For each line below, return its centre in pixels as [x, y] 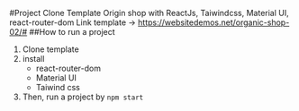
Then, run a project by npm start [83, 97]
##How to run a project [72, 32]
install [33, 59]
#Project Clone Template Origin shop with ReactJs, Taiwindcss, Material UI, [149, 13]
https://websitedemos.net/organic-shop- [214, 22]
